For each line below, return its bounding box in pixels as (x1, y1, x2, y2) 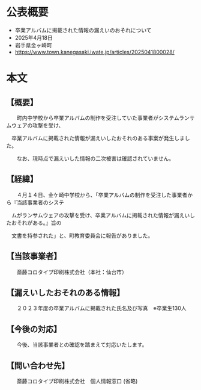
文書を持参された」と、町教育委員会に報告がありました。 (11, 232, 154, 239)
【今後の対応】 (6, 324, 62, 334)
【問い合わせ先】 (6, 361, 70, 371)
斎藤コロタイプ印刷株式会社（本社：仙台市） (16, 268, 127, 276)
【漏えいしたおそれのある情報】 (6, 287, 125, 298)
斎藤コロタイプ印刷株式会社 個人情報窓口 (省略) (16, 377, 138, 385)
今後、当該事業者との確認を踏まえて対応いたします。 (16, 341, 148, 348)
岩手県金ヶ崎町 (14, 42, 52, 49)
